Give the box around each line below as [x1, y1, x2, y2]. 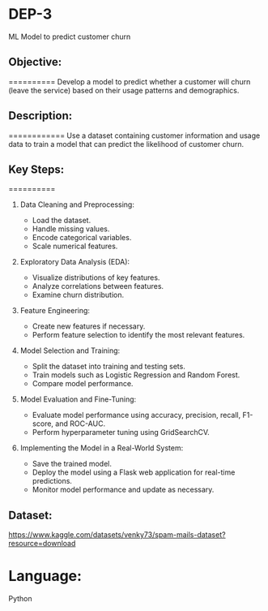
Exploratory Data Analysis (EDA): [19, 257, 130, 267]
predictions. [32, 476, 73, 486]
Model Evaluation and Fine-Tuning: [19, 394, 137, 404]
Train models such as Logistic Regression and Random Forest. [32, 370, 240, 380]
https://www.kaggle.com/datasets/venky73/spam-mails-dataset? [8, 530, 226, 540]
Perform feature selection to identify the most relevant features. [32, 330, 245, 340]
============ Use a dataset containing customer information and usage [8, 131, 261, 140]
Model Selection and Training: [19, 346, 121, 355]
